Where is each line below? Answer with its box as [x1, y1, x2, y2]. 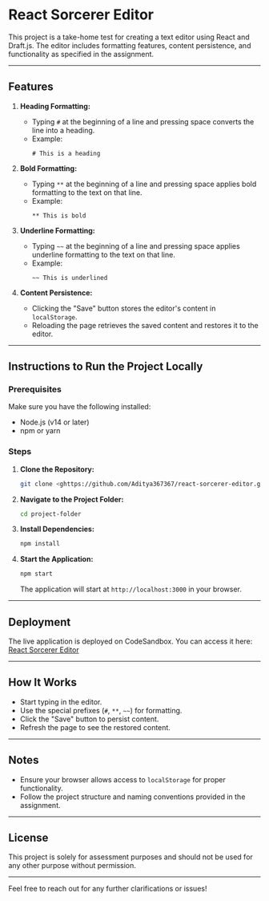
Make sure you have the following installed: [8, 402, 151, 412]
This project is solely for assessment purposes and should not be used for [8, 852, 254, 862]
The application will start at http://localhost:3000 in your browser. [19, 584, 242, 595]
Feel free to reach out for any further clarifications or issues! [8, 884, 207, 894]
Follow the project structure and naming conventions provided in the [19, 792, 246, 802]
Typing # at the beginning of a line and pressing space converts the [31, 116, 255, 126]
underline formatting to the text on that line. [31, 250, 176, 259]
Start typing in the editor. [19, 696, 102, 707]
